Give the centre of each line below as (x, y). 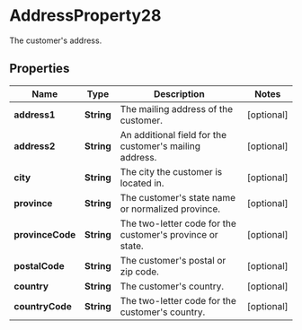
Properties (40, 69)
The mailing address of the (177, 109)
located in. (142, 183)
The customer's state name (178, 197)
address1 (35, 115)
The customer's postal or (173, 260)
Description (179, 93)
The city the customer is (171, 171)
